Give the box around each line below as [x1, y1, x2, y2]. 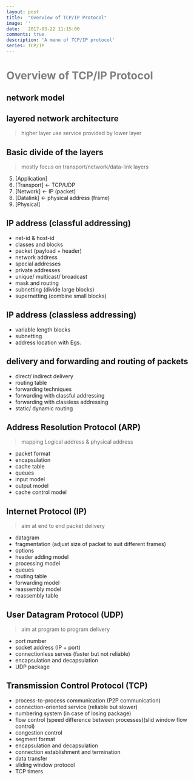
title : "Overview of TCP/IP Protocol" [6, 15, 107, 21]
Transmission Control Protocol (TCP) [6, 681, 148, 691]
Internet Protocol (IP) [6, 506, 87, 516]
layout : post [6, 8, 39, 15]
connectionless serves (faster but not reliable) [15, 650, 130, 658]
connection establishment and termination [15, 748, 121, 755]
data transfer [15, 755, 48, 762]
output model [15, 482, 49, 490]
